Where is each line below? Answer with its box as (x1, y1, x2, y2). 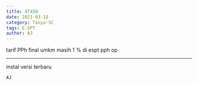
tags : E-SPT (6, 25, 35, 31)
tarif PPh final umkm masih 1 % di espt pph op (6, 46, 118, 53)
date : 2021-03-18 (6, 14, 49, 20)
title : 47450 (6, 8, 38, 15)
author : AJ (6, 30, 33, 36)
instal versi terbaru (6, 63, 52, 70)
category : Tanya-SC (6, 19, 54, 25)
